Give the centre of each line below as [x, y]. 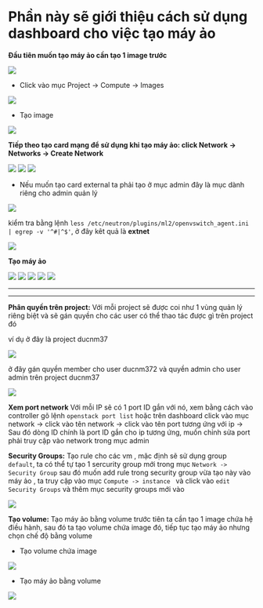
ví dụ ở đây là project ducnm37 [58, 339]
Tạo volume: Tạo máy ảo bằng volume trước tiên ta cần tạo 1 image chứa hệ [131, 519]
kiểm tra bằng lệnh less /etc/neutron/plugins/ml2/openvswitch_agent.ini [128, 223]
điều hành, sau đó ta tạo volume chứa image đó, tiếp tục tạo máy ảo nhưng [129, 527]
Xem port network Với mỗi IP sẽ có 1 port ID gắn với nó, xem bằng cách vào [131, 407]
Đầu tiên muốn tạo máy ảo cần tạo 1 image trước [88, 55]
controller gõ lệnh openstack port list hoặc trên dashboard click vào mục [128, 415]
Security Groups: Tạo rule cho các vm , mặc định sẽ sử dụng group [117, 456]
